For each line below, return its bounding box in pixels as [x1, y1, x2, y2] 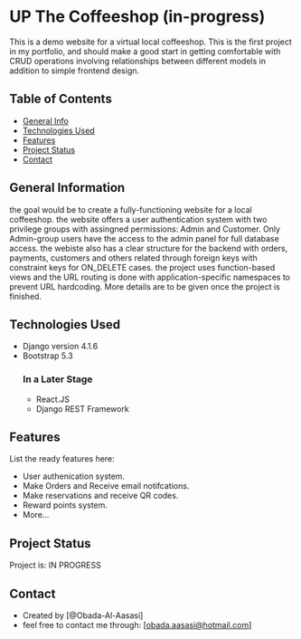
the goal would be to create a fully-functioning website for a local [9, 204, 253, 215]
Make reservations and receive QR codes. [22, 491, 179, 501]
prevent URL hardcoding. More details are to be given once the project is [9, 281, 280, 291]
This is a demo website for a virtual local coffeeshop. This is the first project [9, 36, 292, 47]
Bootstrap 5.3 [22, 350, 74, 361]
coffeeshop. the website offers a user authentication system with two [9, 214, 268, 224]
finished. [9, 291, 42, 301]
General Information [9, 180, 126, 196]
